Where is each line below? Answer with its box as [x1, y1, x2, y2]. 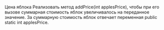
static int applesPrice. [4, 19, 49, 25]
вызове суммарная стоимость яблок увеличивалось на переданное [4, 9, 150, 15]
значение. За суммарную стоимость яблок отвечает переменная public [4, 15, 158, 20]
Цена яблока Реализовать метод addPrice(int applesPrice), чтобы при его [4, 4, 160, 10]
